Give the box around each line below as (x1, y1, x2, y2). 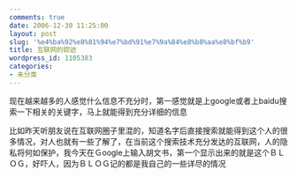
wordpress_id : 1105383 (9, 54, 93, 63)
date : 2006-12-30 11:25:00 (9, 21, 109, 30)
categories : (9, 63, 53, 71)
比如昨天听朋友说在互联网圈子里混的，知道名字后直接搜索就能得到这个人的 (9, 125, 280, 136)
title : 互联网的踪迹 (9, 46, 77, 55)
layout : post (9, 29, 57, 38)
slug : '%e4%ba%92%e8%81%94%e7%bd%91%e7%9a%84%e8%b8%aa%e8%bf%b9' (9, 37, 255, 47)
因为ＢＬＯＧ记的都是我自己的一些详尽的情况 (63, 158, 226, 168)
